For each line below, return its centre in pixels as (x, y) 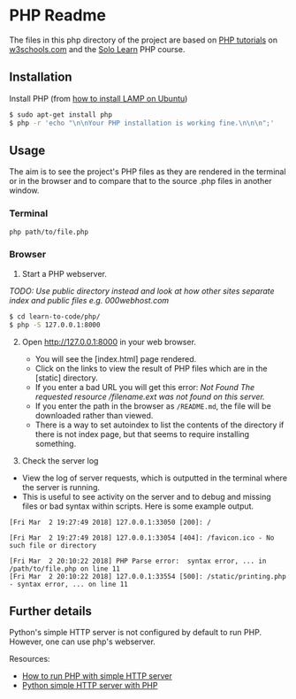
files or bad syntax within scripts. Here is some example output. (138, 506)
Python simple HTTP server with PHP (90, 686)
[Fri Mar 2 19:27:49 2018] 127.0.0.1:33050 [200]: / (110, 522)
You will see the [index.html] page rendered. (116, 358)
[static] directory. (67, 378)
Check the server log (60, 460)
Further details (51, 611)
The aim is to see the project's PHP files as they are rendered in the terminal (148, 172)
